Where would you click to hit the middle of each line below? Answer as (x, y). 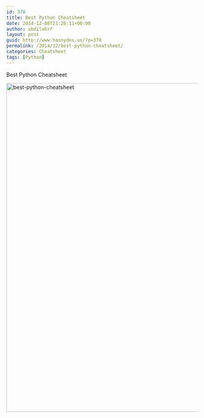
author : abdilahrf (29, 29)
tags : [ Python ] (25, 57)
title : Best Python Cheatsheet (46, 18)
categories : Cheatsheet (36, 52)
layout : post (23, 35)
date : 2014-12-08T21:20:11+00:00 (49, 23)
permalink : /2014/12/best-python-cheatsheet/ (65, 46)
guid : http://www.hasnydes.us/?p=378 (54, 40)
